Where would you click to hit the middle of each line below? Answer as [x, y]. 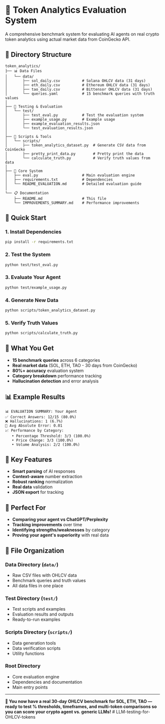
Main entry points [30, 687]
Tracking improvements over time [47, 525]
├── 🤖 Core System [24, 171]
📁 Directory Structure [39, 55]
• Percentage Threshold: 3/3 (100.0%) [51, 436]
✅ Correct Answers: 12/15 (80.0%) [41, 417]
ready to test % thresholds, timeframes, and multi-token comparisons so [81, 706]
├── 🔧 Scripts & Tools [28, 136]
